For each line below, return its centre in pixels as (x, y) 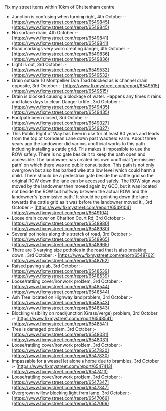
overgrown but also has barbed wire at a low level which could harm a (83, 170)
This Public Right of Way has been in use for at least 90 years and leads (85, 133)
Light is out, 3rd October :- (39, 65)
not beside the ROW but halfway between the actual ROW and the (80, 192)
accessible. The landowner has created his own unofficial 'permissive (83, 160)
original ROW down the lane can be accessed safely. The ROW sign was (86, 181)
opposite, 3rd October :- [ (38, 86)
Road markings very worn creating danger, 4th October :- (71, 49)
